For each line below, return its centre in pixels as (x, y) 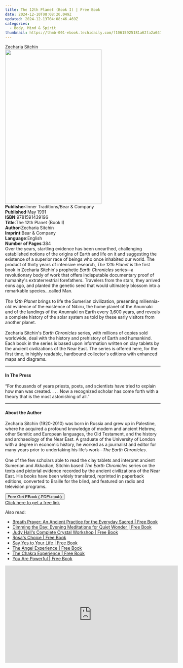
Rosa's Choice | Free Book (39, 538)
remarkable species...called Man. (39, 291)
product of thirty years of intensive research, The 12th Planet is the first (78, 264)
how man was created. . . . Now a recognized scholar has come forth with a (82, 391)
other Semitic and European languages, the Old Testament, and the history (81, 434)
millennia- (149, 301)
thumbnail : (16, 33)
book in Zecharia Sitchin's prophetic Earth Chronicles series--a (69, 270)
